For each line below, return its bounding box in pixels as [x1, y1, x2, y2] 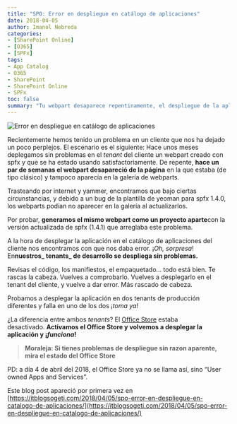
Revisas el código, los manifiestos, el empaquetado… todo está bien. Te [7, 265, 216, 273]
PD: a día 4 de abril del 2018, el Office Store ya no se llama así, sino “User [7, 365, 221, 373]
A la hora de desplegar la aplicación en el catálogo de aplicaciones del [7, 236, 213, 245]
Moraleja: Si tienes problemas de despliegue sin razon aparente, [24, 343, 217, 352]
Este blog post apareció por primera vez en [7, 386, 133, 394]
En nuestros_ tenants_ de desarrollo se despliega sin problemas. [7, 252, 199, 260]
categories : [7, 30, 42, 37]
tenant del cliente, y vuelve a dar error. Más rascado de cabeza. [7, 280, 193, 288]
